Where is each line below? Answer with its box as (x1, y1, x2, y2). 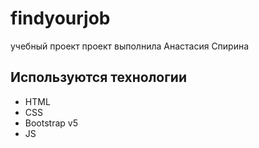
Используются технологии (10, 69, 188, 86)
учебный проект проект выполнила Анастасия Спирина (10, 40, 250, 52)
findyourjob (10, 7, 111, 30)
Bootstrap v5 (24, 117, 78, 129)
